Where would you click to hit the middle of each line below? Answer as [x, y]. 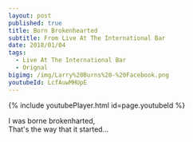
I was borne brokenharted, [52, 120]
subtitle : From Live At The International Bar [87, 38]
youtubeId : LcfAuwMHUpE [48, 82]
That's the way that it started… [59, 129]
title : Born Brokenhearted [53, 30]
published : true [35, 23]
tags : [17, 53]
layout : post [30, 16]
